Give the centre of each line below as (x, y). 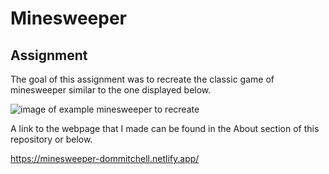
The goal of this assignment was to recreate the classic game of (142, 79)
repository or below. (51, 139)
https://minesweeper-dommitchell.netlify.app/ (105, 158)
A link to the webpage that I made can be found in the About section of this (165, 128)
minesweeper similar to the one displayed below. (111, 90)
